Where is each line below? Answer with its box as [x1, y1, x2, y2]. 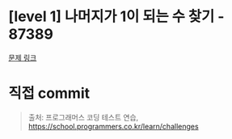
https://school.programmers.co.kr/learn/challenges [27, 121, 200, 131]
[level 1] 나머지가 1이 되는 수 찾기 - [8, 7, 225, 26]
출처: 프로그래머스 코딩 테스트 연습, [27, 112, 139, 122]
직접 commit [8, 84, 91, 103]
